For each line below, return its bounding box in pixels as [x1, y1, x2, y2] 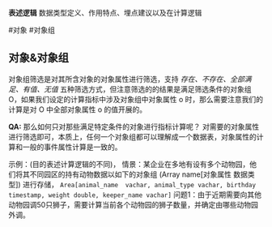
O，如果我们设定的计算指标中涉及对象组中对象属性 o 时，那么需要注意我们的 [8, 94, 263, 104]
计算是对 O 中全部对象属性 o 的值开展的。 [8, 105, 147, 114]
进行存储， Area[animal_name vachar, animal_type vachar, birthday [23, 179, 257, 189]
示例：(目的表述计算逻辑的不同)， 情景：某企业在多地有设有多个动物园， [8, 159, 250, 169]
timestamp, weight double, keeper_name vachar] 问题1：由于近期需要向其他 [8, 190, 261, 199]
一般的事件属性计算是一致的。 [22, 142, 122, 152]
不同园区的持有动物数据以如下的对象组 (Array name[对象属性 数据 [29, 169, 249, 179]
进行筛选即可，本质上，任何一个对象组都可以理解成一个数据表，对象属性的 [8, 131, 257, 141]
